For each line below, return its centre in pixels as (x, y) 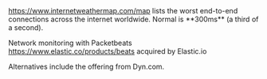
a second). (26, 28)
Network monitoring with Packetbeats (71, 43)
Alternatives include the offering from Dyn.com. (86, 66)
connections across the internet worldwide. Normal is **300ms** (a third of (133, 19)
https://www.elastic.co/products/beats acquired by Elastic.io (108, 51)
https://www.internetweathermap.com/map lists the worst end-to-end (123, 11)
